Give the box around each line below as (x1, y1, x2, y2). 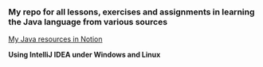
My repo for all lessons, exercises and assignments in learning (8, 6, 255, 18)
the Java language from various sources (8, 16, 168, 27)
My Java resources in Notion (8, 34, 103, 44)
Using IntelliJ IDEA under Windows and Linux (8, 50, 161, 60)
